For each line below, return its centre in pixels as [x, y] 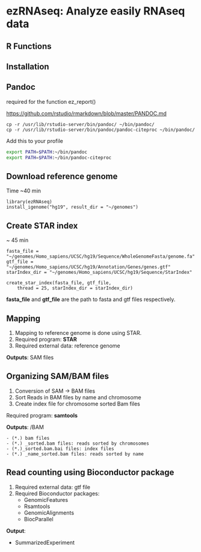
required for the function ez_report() [51, 101]
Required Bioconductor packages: [57, 493]
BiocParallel [39, 519]
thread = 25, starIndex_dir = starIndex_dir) [75, 288]
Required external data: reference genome [67, 346]
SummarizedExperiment [45, 542]
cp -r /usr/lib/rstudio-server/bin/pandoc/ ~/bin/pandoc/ [80, 124]
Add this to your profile [35, 141]
